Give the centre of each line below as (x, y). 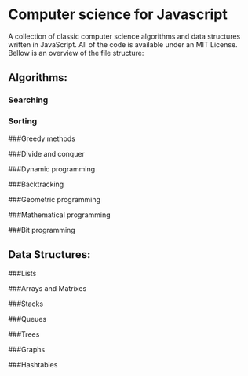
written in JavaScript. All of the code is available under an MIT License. (123, 44)
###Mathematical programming (60, 215)
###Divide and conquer (46, 153)
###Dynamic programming (52, 169)
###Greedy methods (42, 138)
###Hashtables (33, 365)
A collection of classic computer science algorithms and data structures (124, 36)
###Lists (22, 274)
